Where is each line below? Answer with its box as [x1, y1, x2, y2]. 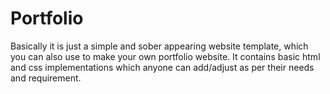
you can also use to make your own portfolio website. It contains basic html [10, 50, 321, 62]
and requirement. [10, 72, 82, 84]
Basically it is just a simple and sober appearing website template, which [10, 40, 309, 52]
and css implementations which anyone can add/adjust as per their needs [10, 61, 315, 73]
